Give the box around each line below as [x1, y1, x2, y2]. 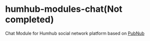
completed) [5, 14, 54, 25]
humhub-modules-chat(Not [5, 3, 123, 15]
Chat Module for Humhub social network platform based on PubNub [5, 30, 145, 36]
